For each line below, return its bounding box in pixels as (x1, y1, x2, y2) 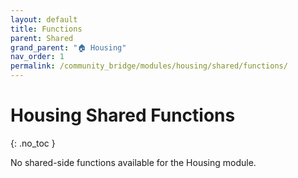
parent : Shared (10, 33, 74, 43)
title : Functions (10, 24, 83, 34)
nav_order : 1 (10, 52, 65, 62)
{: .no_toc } (10, 137, 56, 149)
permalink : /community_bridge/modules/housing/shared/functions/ (10, 61, 288, 71)
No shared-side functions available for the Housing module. (10, 156, 257, 168)
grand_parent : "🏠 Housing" (10, 42, 127, 53)
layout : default (10, 14, 78, 25)
